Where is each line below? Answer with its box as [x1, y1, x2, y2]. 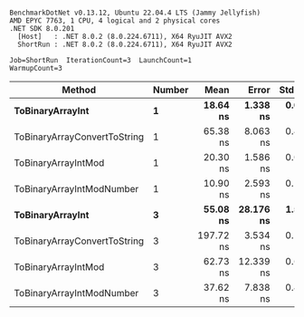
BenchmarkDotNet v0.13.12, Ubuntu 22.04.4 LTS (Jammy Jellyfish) [9, 8, 261, 17]
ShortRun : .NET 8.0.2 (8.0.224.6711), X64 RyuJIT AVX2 [17, 40, 233, 49]
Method [62, 83, 97, 96]
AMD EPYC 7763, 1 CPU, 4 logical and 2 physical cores [9, 16, 221, 25]
